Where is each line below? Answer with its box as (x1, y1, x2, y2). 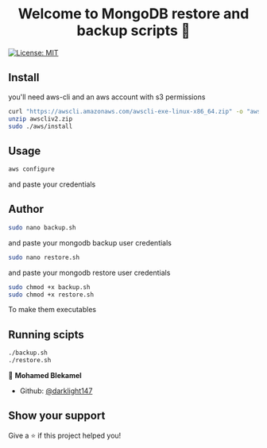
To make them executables (8, 305, 97, 315)
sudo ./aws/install (8, 122, 73, 130)
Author (8, 203, 44, 216)
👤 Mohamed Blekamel (8, 370, 82, 380)
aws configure (8, 165, 56, 173)
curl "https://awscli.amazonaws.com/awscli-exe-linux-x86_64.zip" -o (8, 107, 244, 115)
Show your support (8, 409, 106, 423)
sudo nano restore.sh (8, 253, 80, 261)
